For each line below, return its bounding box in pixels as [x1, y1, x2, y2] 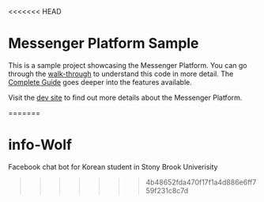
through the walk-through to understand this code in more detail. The [8, 69, 234, 78]
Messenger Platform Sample [8, 35, 199, 52]
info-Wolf [8, 136, 73, 154]
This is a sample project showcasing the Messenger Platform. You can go [8, 60, 247, 70]
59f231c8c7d [145, 185, 189, 195]
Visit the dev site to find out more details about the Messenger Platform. [8, 93, 243, 102]
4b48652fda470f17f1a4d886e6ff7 [145, 177, 257, 187]
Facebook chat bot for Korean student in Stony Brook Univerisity [8, 162, 218, 171]
